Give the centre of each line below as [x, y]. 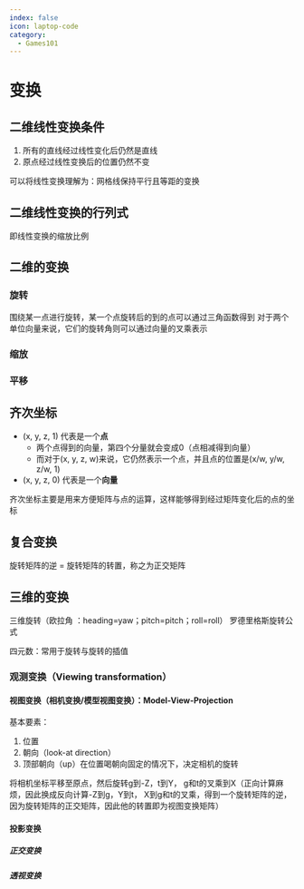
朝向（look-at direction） [69, 753]
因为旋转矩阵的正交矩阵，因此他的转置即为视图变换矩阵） [116, 806]
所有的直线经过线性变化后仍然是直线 [90, 151]
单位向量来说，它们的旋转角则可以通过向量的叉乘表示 [109, 328]
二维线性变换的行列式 [69, 213]
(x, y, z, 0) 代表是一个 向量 [70, 480]
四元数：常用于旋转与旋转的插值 [69, 651]
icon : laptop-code [44, 26]
